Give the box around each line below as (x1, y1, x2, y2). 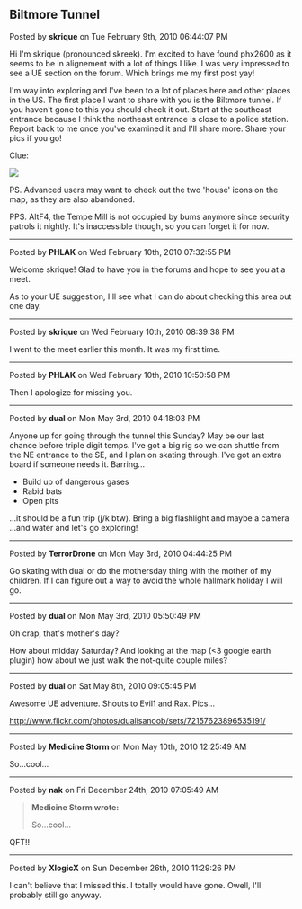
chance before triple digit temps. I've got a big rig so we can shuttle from (9, 439, 280, 450)
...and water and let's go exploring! (9, 522, 138, 533)
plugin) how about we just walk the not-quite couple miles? (9, 655, 227, 666)
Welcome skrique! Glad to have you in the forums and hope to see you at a (9, 264, 286, 275)
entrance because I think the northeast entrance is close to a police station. (9, 113, 289, 124)
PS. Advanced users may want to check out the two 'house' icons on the (9, 184, 279, 195)
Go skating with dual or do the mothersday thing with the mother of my (9, 565, 271, 576)
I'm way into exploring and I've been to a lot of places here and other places (9, 84, 291, 95)
